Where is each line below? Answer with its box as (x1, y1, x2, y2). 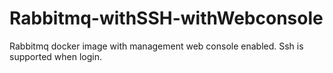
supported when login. (9, 50, 102, 62)
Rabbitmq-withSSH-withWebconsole (9, 7, 324, 30)
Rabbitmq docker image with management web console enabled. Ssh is (9, 40, 304, 52)
